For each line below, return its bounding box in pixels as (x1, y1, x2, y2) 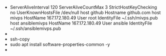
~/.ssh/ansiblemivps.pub (10, 25, 61, 31)
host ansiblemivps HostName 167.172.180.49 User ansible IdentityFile (10, 20, 152, 26)
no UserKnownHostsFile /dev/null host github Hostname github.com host (10, 9, 161, 15)
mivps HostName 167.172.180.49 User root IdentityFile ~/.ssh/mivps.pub (10, 15, 158, 20)
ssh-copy (10, 36, 30, 42)
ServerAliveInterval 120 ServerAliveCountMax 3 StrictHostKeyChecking (10, 4, 157, 10)
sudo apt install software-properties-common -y (10, 41, 110, 47)
